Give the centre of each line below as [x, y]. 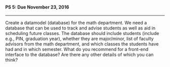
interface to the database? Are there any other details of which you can [79, 54]
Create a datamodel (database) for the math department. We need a [76, 23]
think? [12, 60]
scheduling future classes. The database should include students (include [82, 33]
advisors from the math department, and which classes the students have [82, 44]
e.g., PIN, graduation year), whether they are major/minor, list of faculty [79, 39]
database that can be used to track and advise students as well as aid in [80, 28]
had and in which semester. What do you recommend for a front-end [77, 49]
